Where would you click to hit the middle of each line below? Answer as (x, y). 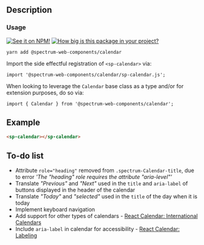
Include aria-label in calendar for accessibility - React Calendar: (97, 229)
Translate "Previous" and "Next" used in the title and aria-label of (101, 184)
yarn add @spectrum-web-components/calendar (64, 52)
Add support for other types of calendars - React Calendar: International (106, 216)
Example (23, 123)
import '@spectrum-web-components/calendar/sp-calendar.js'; (86, 75)
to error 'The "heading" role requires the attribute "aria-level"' (94, 177)
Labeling (26, 236)
